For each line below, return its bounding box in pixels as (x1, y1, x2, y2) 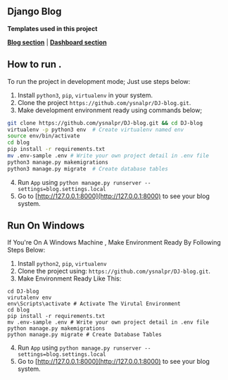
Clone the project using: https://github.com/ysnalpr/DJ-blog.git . (17, 267, 211, 276)
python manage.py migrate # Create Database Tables (7, 331, 162, 338)
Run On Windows (7, 220, 85, 232)
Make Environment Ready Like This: (17, 274, 122, 283)
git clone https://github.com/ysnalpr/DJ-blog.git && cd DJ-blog (7, 119, 203, 126)
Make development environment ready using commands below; (17, 106, 203, 114)
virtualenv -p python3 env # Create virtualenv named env (7, 126, 184, 133)
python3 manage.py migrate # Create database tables (7, 165, 169, 172)
